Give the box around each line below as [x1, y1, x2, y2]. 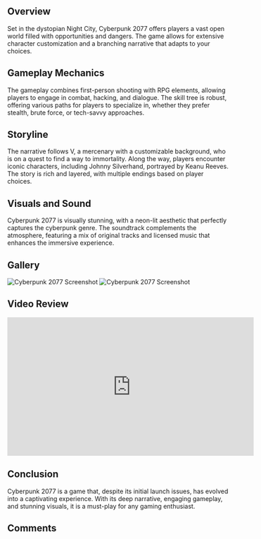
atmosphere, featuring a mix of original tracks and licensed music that [7, 232, 210, 240]
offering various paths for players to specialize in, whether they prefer [7, 101, 210, 109]
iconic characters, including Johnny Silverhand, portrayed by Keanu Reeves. [7, 162, 229, 171]
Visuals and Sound [7, 197, 91, 210]
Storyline [7, 129, 49, 141]
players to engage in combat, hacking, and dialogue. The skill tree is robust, [7, 93, 227, 101]
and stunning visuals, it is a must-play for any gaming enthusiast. [7, 502, 196, 510]
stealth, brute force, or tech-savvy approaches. [7, 108, 145, 117]
